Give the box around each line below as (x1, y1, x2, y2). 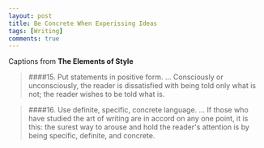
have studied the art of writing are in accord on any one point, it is (28, 114, 249, 124)
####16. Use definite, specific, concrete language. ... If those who (28, 105, 249, 115)
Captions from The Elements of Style (8, 57, 134, 66)
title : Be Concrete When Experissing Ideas (8, 19, 158, 27)
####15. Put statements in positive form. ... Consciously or (28, 72, 224, 82)
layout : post (8, 11, 53, 20)
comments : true (8, 34, 60, 43)
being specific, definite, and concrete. (28, 131, 155, 141)
